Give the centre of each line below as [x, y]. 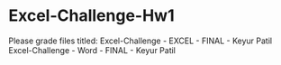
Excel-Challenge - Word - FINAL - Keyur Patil [92, 50]
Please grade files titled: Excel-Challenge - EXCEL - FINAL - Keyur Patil [140, 41]
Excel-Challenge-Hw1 [91, 16]
